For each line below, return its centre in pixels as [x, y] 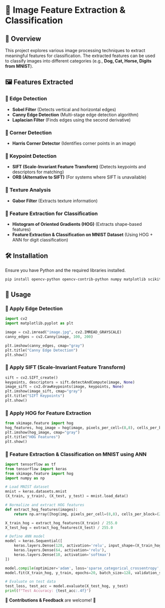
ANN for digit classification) [40, 240]
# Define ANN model [25, 536]
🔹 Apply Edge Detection [34, 308]
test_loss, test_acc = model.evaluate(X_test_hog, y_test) [67, 586]
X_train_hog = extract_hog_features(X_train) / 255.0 [61, 523]
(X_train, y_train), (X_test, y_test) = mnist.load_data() [67, 496]
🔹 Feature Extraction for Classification [52, 213]
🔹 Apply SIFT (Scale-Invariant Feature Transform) [65, 367]
